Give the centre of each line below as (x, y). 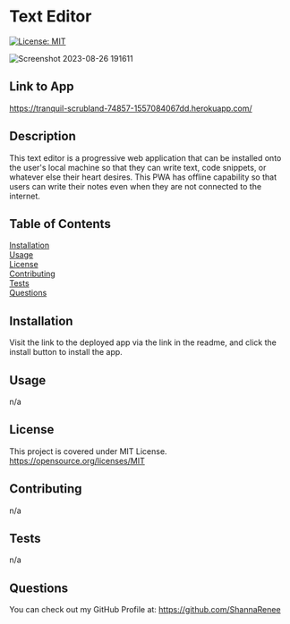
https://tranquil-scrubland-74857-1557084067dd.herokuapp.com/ (131, 108)
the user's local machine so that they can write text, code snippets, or (138, 167)
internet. (25, 196)
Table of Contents (60, 224)
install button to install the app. (66, 352)
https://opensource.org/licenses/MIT (77, 460)
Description (43, 136)
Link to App (42, 87)
